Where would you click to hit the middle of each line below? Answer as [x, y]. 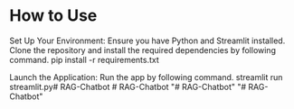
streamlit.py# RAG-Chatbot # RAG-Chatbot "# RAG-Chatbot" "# [128, 86]
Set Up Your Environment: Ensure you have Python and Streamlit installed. [147, 41]
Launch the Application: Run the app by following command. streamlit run [146, 77]
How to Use [53, 16]
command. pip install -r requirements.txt [85, 59]
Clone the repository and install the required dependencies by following [142, 50]
